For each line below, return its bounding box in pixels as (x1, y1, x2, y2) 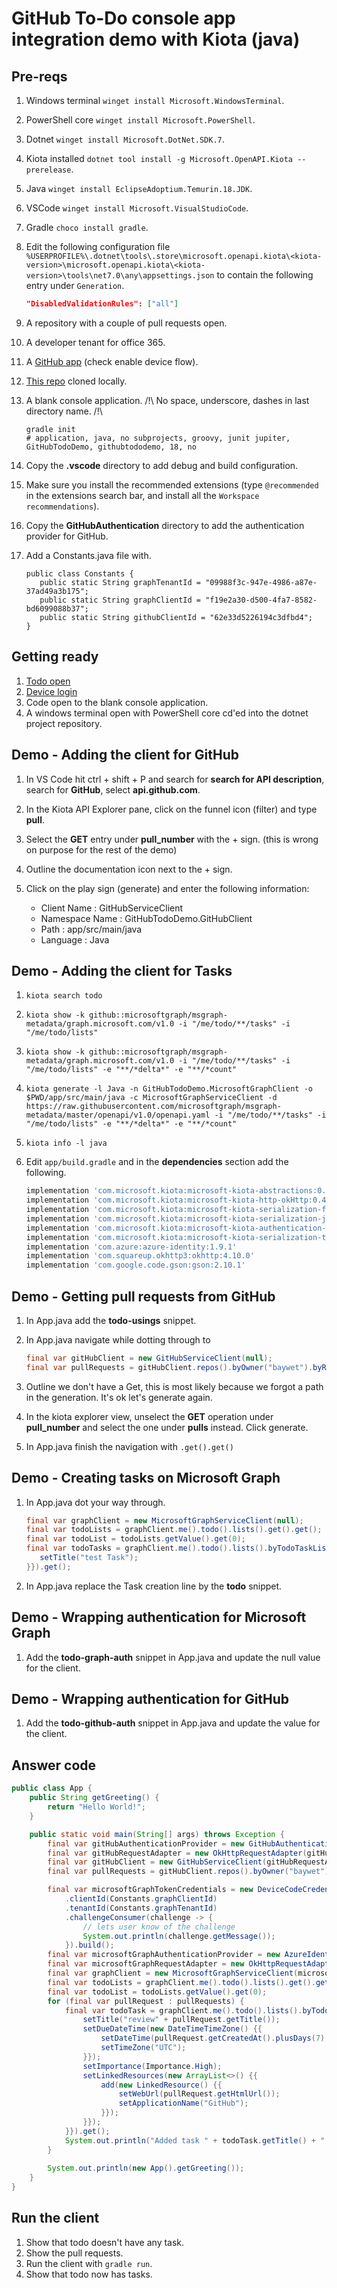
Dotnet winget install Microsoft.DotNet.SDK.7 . (25, 133, 225, 145)
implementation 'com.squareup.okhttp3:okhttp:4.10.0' (25, 1251, 255, 1261)
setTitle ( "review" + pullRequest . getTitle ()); (82, 2015, 281, 2025)
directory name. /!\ (25, 405, 103, 417)
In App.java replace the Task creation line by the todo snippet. (25, 1580, 283, 1592)
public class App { (11, 1783, 93, 1794)
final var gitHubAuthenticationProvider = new (47, 1838, 245, 1849)
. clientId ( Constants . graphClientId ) (64, 1894, 218, 1904)
